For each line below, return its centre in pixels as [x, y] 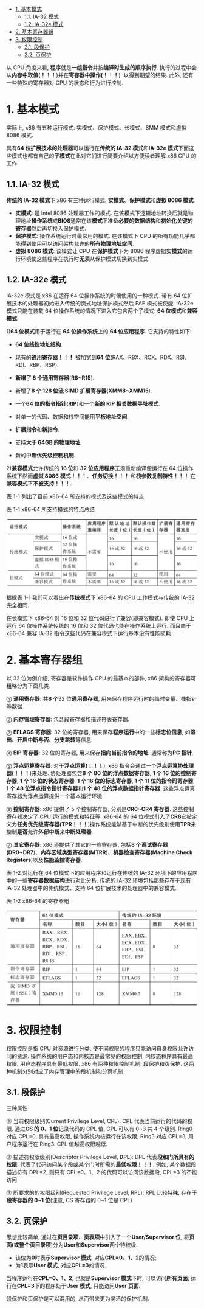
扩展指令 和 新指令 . [37, 429]
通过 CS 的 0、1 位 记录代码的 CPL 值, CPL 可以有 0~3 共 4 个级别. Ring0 [104, 1129]
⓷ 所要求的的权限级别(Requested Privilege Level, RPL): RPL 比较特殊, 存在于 [102, 1192]
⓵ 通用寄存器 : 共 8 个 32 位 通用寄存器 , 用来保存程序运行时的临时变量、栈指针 [102, 699]
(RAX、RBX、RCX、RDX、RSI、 [150, 357]
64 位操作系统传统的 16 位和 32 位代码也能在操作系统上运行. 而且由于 [104, 626]
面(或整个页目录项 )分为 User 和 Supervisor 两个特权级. [72, 1244]
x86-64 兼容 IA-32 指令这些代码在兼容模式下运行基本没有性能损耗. [90, 633]
